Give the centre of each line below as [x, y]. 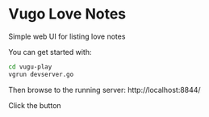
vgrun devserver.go [41, 74]
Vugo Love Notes [67, 14]
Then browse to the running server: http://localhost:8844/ [104, 90]
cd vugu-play [30, 67]
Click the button [35, 105]
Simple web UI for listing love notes [67, 36]
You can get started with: [50, 52]
